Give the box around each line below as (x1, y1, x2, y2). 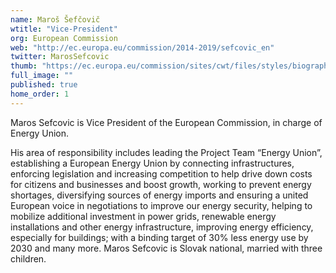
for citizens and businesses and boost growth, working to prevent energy (10, 178, 312, 190)
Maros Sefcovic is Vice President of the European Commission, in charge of (10, 116, 323, 128)
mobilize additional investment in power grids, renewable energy (10, 210, 277, 222)
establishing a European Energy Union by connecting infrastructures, (10, 157, 295, 169)
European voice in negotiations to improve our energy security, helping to (10, 199, 313, 211)
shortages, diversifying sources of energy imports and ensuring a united (10, 189, 309, 201)
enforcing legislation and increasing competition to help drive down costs (10, 167, 313, 180)
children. (10, 252, 47, 265)
